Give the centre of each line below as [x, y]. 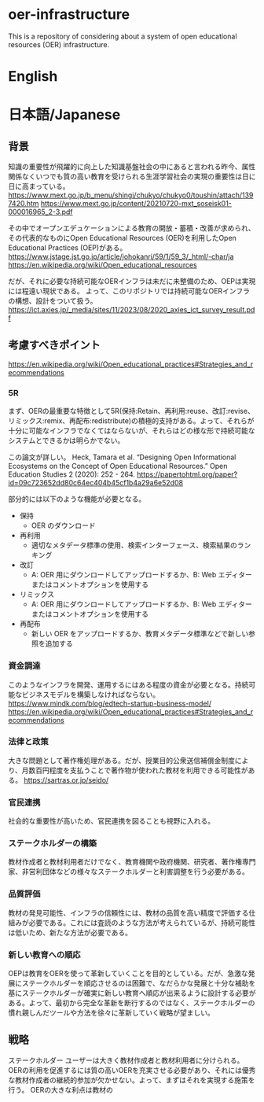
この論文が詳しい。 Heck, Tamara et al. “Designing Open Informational [122, 457]
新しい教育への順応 [44, 955]
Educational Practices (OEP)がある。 [68, 248]
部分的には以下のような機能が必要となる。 [77, 499]
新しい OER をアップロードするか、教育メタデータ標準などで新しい [140, 634]
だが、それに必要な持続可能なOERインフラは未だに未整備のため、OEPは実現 [132, 282]
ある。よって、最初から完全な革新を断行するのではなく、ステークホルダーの [132, 1003]
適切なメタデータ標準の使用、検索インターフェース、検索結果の [134, 545]
